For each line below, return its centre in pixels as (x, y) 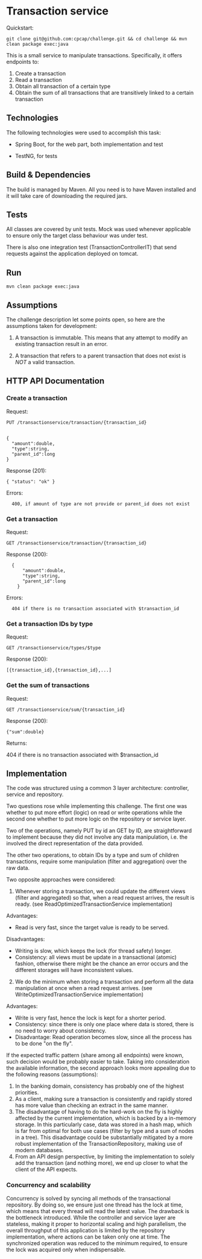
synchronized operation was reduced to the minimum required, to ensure (97, 1243)
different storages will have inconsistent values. (74, 970)
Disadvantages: (26, 939)
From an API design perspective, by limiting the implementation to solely (105, 1156)
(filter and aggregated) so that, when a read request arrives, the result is (105, 898)
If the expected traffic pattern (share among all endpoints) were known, (95, 1055)
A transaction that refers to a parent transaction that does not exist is (100, 356)
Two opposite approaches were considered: (61, 880)
